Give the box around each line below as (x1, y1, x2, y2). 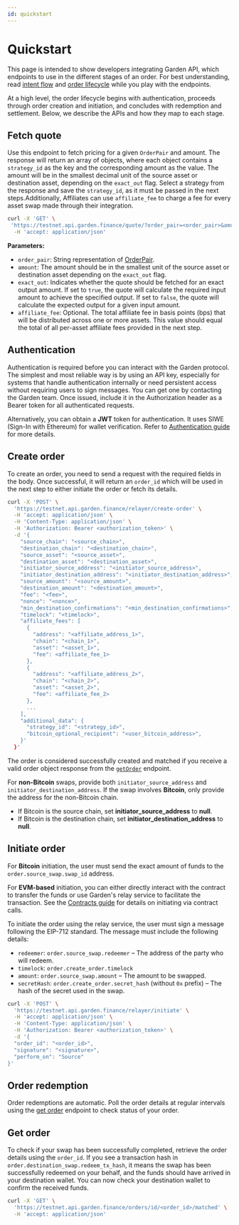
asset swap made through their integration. (7, 201, 134, 210)
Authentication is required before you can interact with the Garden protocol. (7, 363, 230, 371)
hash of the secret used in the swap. (17, 986, 125, 995)
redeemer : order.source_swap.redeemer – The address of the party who (17, 948, 224, 957)
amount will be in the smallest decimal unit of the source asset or (7, 171, 198, 180)
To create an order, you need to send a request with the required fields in (7, 469, 222, 478)
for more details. (7, 429, 55, 439)
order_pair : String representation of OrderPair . (17, 255, 155, 264)
